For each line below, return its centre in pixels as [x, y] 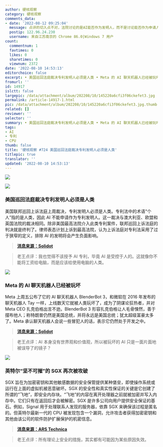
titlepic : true [20, 154]
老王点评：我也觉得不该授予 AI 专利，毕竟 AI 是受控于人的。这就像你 [85, 256]
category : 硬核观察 [23, 14]
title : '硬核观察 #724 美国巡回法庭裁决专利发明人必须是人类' [61, 150]
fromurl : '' [17, 82]
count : [12, 41]
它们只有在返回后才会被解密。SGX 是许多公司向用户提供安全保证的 [84, 401]
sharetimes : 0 [24, 59]
